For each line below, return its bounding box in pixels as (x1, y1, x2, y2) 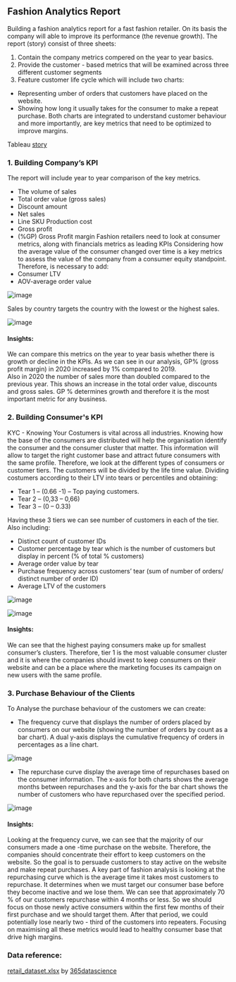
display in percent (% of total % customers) (17, 552, 144, 560)
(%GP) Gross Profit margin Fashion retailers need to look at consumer (17, 232, 221, 241)
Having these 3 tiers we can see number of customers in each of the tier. (7, 516, 219, 524)
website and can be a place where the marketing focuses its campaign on (7, 663, 222, 671)
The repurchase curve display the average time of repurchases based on (17, 768, 230, 776)
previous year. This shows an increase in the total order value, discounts (7, 380, 218, 388)
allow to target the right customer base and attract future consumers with (7, 451, 221, 459)
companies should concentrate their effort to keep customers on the (7, 850, 206, 859)
